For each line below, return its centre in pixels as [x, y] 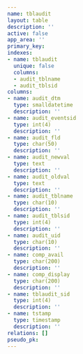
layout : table [28, 20]
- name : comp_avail [36, 255]
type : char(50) [36, 144]
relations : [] [28, 333]
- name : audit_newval [39, 157]
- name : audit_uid [34, 236]
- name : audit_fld [34, 137]
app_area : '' [26, 40]
